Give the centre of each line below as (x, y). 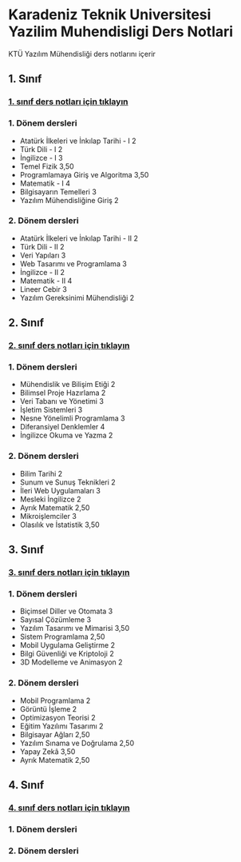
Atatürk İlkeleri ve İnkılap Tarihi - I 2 (78, 141)
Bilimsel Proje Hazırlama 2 (63, 393)
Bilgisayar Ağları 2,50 (55, 734)
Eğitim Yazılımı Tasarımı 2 (61, 726)
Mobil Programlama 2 (55, 700)
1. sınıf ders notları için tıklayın (69, 102)
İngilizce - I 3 (41, 158)
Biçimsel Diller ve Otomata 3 (66, 611)
